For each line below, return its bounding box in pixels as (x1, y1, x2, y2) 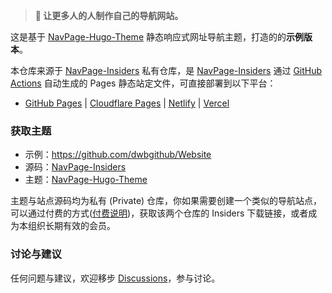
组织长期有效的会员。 (27, 220, 116, 232)
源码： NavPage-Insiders (24, 161, 127, 173)
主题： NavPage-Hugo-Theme (24, 174, 148, 186)
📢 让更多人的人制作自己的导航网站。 (34, 10, 184, 21)
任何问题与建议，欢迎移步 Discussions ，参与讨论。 (10, 272, 221, 284)
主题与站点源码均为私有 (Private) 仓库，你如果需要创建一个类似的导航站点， (10, 195, 323, 207)
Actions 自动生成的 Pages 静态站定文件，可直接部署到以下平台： (10, 77, 277, 89)
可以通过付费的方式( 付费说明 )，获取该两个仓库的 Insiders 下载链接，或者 (10, 207, 309, 219)
